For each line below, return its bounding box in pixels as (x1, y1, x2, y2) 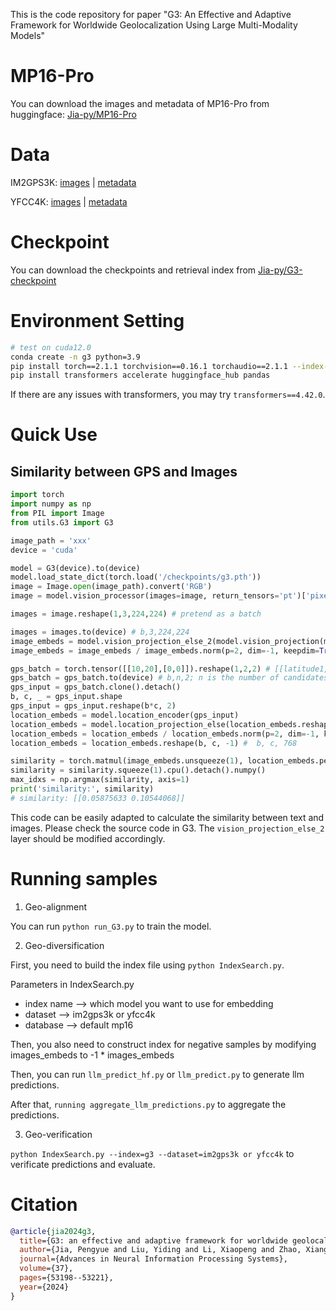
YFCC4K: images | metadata (10, 195, 128, 208)
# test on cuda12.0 (10, 342, 92, 353)
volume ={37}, (19, 1264, 74, 1274)
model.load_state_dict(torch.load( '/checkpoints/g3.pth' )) (10, 572, 262, 583)
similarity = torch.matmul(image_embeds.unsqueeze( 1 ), (10, 756, 244, 766)
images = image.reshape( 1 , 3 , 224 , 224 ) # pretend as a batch (10, 609, 262, 619)
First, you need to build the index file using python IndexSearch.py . (10, 959, 285, 971)
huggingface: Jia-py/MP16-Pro (10, 108, 137, 120)
